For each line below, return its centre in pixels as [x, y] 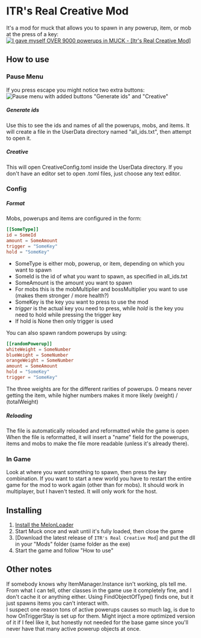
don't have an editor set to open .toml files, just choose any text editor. [94, 174]
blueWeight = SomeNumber [37, 355]
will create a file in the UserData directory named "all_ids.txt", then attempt [99, 131]
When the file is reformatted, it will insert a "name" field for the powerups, [98, 437]
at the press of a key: [32, 34]
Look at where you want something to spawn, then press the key [86, 472]
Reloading [19, 415]
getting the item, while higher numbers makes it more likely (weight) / [92, 395]
